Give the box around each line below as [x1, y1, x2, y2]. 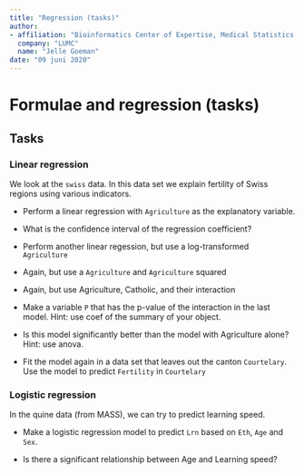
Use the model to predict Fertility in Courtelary [22, 365, 206, 377]
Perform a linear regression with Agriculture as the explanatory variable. [22, 205, 296, 216]
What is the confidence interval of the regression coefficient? [22, 223, 252, 234]
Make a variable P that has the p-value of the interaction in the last [22, 301, 270, 312]
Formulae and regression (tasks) [9, 94, 260, 115]
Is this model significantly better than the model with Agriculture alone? [22, 329, 289, 340]
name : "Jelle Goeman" [17, 47, 100, 56]
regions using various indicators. [9, 188, 132, 199]
